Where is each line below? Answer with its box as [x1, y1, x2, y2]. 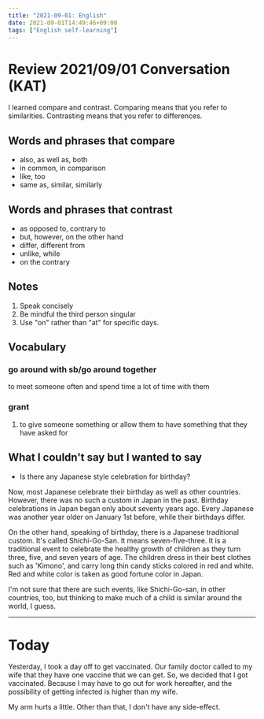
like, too [19, 172, 46, 181]
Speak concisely [19, 301, 74, 310]
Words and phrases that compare [8, 134, 175, 147]
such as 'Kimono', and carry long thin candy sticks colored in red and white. [8, 561, 254, 570]
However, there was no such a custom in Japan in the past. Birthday [8, 495, 229, 505]
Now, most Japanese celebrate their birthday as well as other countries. [8, 487, 241, 496]
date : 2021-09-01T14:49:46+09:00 [8, 19, 118, 27]
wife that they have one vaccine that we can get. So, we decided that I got [8, 670, 248, 680]
